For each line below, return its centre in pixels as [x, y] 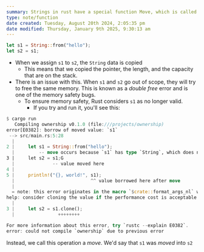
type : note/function [32, 18]
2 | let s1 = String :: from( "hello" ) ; [59, 147]
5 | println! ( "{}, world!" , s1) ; [54, 175]
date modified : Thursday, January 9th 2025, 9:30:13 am [78, 29]
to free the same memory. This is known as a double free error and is [101, 88]
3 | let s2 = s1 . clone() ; [45, 209]
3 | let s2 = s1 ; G [35, 158]
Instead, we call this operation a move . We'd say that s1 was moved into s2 [100, 242]
